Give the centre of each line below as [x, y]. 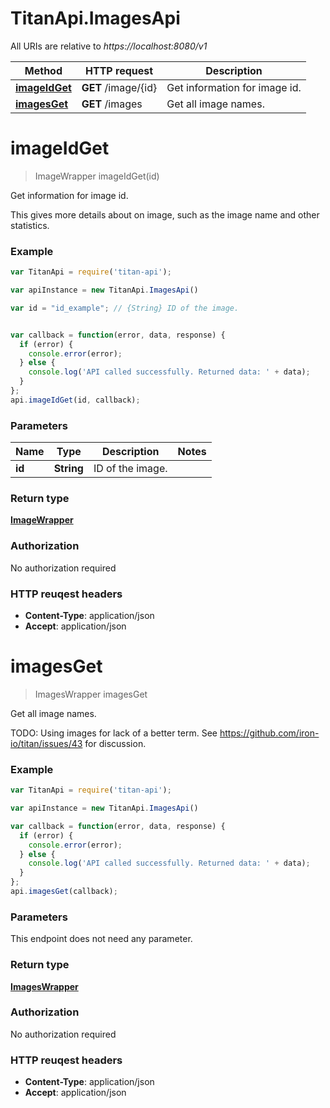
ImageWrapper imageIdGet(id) [97, 176]
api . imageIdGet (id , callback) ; [75, 400]
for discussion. [115, 743]
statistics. [30, 225]
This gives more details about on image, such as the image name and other [165, 214]
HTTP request [119, 70]
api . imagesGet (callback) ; [64, 892]
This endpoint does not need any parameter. [101, 939]
